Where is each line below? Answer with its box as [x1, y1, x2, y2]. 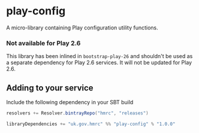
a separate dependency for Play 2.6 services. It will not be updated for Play [6, 59, 192, 66]
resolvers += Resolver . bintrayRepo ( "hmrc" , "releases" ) [6, 110, 149, 116]
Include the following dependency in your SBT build [6, 99, 134, 106]
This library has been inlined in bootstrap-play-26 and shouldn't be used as [6, 53, 193, 60]
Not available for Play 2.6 [6, 39, 81, 47]
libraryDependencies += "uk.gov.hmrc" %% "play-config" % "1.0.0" [6, 121, 176, 127]
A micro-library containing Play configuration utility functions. [6, 24, 159, 31]
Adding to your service [6, 83, 94, 93]
